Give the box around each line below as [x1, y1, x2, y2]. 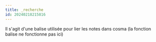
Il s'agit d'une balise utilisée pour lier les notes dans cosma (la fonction [5, 25, 151, 31]
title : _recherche [5, 7, 43, 12]
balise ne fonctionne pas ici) [5, 31, 63, 37]
